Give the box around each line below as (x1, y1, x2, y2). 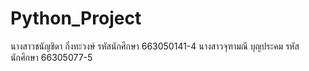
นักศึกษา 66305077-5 (10, 51, 93, 63)
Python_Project (10, 7, 142, 30)
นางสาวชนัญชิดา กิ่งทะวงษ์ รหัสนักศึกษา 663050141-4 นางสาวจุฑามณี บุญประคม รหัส (10, 40, 300, 52)
